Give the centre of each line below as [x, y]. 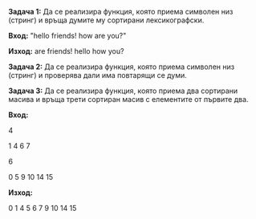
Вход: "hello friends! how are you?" [67, 36]
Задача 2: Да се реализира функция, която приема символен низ [122, 67]
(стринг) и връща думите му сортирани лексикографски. [106, 20]
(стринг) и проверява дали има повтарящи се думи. [98, 75]
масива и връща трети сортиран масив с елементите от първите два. [128, 99]
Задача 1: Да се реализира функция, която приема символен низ [121, 12]
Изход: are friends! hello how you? [66, 51]
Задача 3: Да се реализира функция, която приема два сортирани [123, 91]
